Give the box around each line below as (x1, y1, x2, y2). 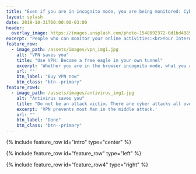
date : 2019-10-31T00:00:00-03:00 (6, 19, 87, 25)
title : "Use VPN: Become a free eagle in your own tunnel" (16, 57, 163, 63)
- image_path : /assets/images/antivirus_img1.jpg (11, 90, 134, 96)
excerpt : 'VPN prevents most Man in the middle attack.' (16, 106, 158, 112)
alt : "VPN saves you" (16, 52, 69, 58)
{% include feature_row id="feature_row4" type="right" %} (6, 161, 149, 168)
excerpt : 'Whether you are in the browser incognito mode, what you (16, 62, 187, 69)
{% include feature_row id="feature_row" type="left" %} (6, 150, 142, 156)
